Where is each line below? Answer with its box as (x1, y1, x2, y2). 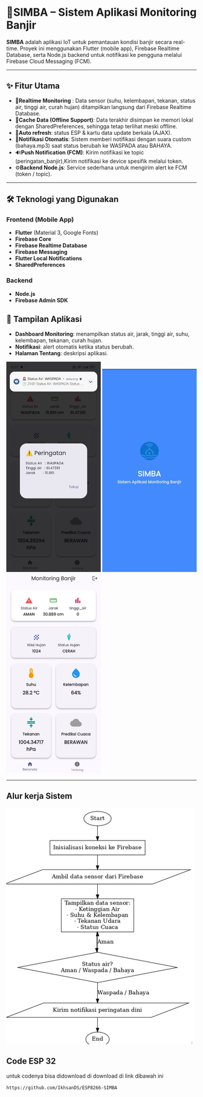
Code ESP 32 (6, 1056, 56, 1067)
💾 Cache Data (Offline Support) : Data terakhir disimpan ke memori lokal (14, 116, 193, 123)
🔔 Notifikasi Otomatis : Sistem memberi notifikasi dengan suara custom (14, 136, 192, 143)
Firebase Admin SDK (14, 296, 68, 304)
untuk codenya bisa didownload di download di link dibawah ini (6, 1072, 164, 1079)
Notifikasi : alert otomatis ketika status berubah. (14, 343, 134, 350)
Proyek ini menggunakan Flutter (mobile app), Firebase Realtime (20, 45, 180, 52)
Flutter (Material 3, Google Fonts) (14, 229, 98, 237)
